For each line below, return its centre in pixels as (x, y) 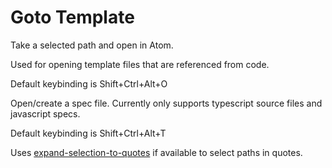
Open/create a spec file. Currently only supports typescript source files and (166, 103)
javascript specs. (45, 113)
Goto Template (72, 17)
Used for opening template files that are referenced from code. (140, 64)
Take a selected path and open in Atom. (92, 45)
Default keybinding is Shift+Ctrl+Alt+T (88, 133)
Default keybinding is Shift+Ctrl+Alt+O (89, 83)
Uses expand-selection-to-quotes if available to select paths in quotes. (156, 152)
